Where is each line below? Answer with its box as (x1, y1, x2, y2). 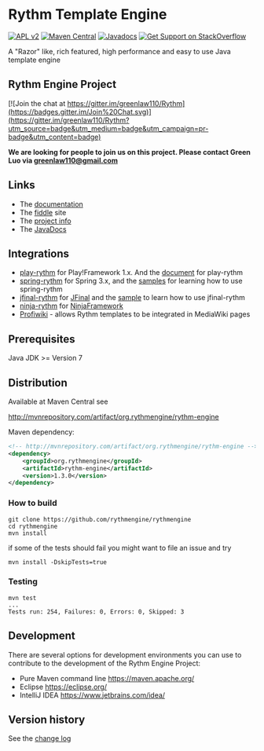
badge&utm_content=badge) (8, 132, 101, 141)
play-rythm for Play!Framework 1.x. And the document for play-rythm (19, 268, 244, 277)
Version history (8, 713, 86, 727)
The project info (19, 216, 72, 225)
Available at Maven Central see (8, 397, 108, 406)
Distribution (8, 375, 68, 390)
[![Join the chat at (8, 98, 66, 108)
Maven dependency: (8, 427, 75, 437)
